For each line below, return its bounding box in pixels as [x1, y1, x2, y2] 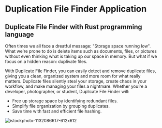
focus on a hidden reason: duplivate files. [5, 59, 88, 64]
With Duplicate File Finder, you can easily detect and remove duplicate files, [5, 68, 156, 74]
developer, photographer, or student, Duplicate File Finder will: [5, 89, 130, 94]
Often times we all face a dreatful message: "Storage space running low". [5, 43, 151, 49]
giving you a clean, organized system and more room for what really [5, 73, 141, 79]
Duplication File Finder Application [5, 3, 147, 15]
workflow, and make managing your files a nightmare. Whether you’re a [5, 83, 147, 89]
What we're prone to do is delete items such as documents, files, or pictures [5, 48, 157, 54]
